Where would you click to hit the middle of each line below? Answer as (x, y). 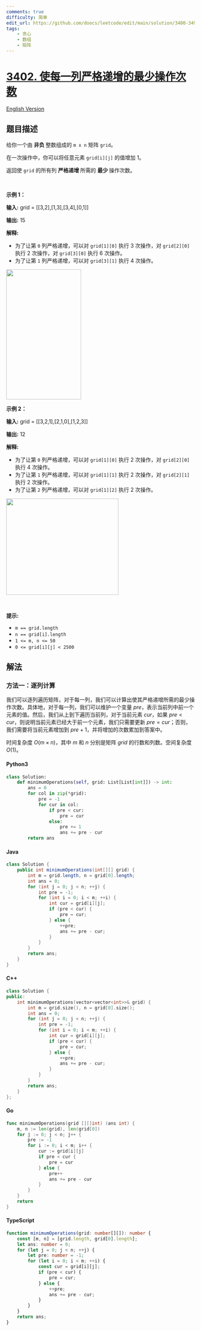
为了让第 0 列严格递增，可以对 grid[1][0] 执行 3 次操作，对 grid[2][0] (102, 245)
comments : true (25, 12)
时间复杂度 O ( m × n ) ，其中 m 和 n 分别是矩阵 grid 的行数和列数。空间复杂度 (99, 743)
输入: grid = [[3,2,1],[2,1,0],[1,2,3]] (47, 421)
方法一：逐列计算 (31, 686)
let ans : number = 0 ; (44, 1244)
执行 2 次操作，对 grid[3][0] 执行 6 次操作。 (70, 253)
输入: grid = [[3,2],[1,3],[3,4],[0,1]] (48, 207)
